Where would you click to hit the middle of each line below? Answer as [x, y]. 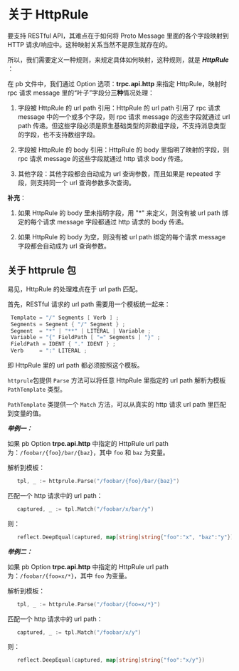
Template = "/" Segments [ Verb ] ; [65, 318]
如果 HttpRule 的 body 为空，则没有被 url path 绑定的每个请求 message [122, 236]
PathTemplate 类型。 [37, 389]
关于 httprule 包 [42, 270]
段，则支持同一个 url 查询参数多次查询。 [76, 182]
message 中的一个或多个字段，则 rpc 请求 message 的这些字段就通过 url [124, 116]
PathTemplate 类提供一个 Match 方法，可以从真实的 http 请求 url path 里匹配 [117, 404]
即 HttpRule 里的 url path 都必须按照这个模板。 [75, 365]
